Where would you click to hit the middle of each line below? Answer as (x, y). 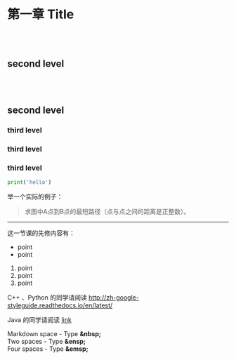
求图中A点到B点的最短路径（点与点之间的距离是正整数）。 (107, 212)
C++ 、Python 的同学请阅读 (47, 298)
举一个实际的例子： (35, 196)
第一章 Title (41, 14)
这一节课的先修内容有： (41, 233)
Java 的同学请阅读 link (39, 320)
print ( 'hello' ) (29, 182)
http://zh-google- (114, 298)
